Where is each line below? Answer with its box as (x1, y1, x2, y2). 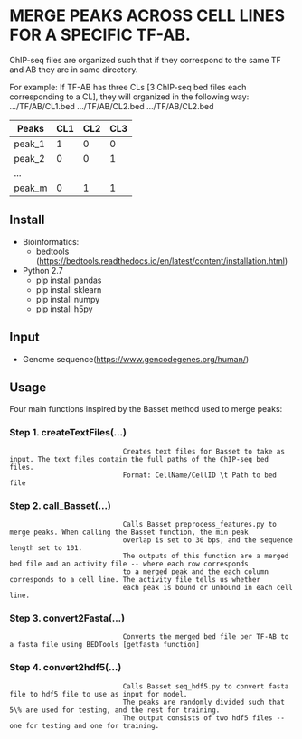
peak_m (14, 182, 48, 194)
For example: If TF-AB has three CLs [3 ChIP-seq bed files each (9, 81, 247, 92)
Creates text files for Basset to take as (122, 446, 285, 456)
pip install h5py (35, 304, 93, 314)
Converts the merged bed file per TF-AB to (122, 632, 289, 641)
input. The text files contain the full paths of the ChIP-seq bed (9, 454, 269, 463)
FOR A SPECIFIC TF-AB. (9, 24, 192, 45)
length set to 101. (9, 543, 83, 552)
